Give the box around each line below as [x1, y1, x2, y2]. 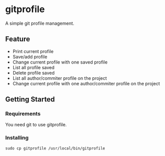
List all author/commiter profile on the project [12, 75, 107, 81]
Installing [5, 134, 29, 141]
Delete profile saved [12, 70, 55, 76]
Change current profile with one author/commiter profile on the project [12, 80, 160, 86]
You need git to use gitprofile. [5, 122, 67, 128]
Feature [5, 35, 30, 43]
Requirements [5, 110, 41, 117]
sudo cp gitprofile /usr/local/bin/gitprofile [5, 145, 105, 151]
